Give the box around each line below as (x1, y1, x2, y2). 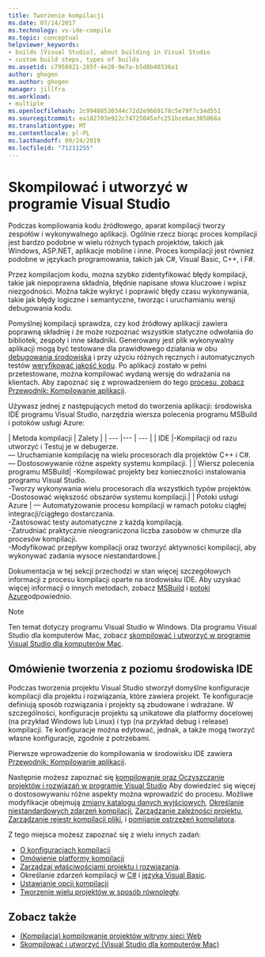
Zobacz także (8, 910, 77, 924)
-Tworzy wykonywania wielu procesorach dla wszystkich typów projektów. (8, 484, 252, 494)
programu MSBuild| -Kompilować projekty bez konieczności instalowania (8, 467, 247, 477)
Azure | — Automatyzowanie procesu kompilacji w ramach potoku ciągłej (8, 501, 247, 510)
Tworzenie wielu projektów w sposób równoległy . (19, 887, 181, 897)
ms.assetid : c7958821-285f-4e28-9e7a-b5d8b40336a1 (8, 63, 179, 71)
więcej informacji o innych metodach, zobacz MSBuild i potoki (8, 583, 211, 593)
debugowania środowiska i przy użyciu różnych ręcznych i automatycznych (8, 353, 256, 362)
